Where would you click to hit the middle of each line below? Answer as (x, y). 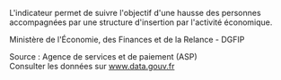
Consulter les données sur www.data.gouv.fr (92, 66)
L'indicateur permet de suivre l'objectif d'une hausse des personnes (136, 13)
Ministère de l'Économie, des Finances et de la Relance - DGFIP (127, 40)
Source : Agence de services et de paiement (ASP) (103, 56)
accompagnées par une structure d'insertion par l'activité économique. (141, 22)
